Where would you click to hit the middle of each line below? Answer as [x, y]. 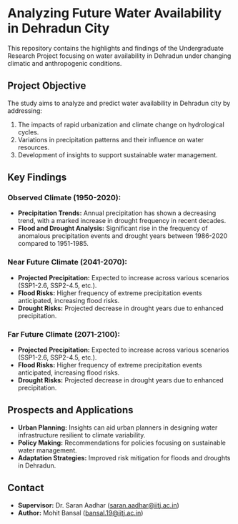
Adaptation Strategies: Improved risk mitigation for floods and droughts [124, 458]
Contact [26, 488]
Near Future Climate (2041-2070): [67, 262]
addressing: [25, 110]
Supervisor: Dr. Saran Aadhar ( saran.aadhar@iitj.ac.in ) [99, 505]
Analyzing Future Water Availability [115, 13]
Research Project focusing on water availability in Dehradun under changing [119, 56]
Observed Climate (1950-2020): [64, 198]
